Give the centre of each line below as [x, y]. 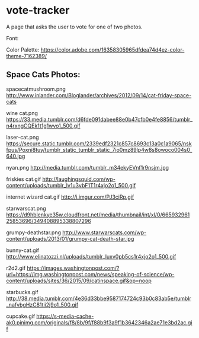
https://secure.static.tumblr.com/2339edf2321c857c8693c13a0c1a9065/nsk [99, 144]
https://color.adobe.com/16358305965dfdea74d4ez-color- [113, 50]
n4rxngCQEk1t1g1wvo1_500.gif [44, 126]
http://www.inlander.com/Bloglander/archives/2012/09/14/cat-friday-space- [99, 95]
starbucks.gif [22, 292]
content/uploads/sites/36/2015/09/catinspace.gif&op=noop [79, 280]
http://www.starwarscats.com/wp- [104, 232]
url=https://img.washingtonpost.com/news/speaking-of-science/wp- [90, 274]
